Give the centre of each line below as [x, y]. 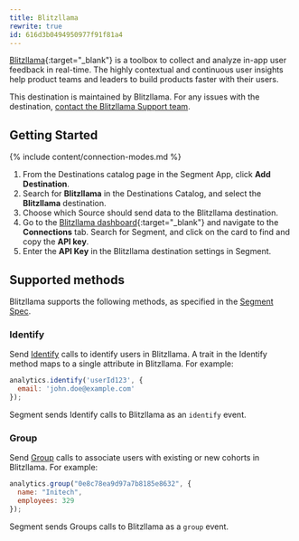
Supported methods [67, 280]
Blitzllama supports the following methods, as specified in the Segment [141, 301]
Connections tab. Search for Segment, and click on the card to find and [156, 233]
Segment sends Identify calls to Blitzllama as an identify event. [128, 414]
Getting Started [54, 135]
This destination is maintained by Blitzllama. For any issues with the [135, 97]
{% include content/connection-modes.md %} [96, 157]
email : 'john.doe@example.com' [76, 389]
